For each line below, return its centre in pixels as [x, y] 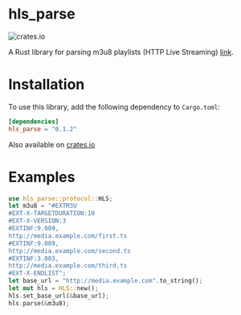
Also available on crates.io [52, 144]
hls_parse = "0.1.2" [43, 129]
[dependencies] [34, 122]
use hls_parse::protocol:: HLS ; [61, 198]
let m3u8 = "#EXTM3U [43, 206]
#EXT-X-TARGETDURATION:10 [51, 213]
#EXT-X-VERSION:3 [37, 221]
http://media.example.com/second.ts [69, 251]
